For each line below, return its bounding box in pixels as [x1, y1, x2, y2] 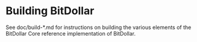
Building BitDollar [5, 4, 95, 18]
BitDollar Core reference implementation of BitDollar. [5, 30, 136, 37]
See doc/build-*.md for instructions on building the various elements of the [5, 24, 192, 31]
